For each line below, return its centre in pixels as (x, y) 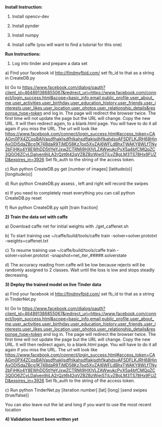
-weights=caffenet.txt (27, 241)
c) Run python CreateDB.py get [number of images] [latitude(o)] (69, 169)
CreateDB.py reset (23, 198)
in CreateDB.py (20, 78)
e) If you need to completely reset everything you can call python (70, 193)
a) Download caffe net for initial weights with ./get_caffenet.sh (67, 226)
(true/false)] (17, 395)
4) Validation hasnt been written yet (42, 419)
